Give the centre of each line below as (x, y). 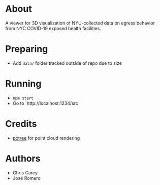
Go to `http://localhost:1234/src (45, 103)
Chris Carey (25, 173)
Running (23, 84)
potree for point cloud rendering (46, 138)
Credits (21, 124)
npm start (23, 98)
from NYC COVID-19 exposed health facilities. (53, 28)
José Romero (26, 178)
